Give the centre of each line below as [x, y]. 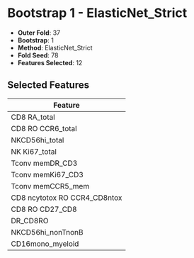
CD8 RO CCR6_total [44, 128]
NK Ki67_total [34, 152]
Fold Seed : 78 [38, 55]
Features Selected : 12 [50, 62]
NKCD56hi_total [38, 140]
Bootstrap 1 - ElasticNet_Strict [97, 13]
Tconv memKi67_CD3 [47, 174]
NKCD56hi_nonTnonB [47, 232]
